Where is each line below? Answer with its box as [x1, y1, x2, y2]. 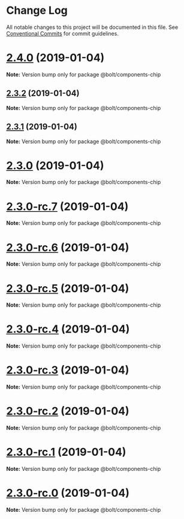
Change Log [6, 4, 68, 17]
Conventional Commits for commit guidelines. [6, 29, 119, 37]
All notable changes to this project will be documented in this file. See [6, 23, 179, 31]
